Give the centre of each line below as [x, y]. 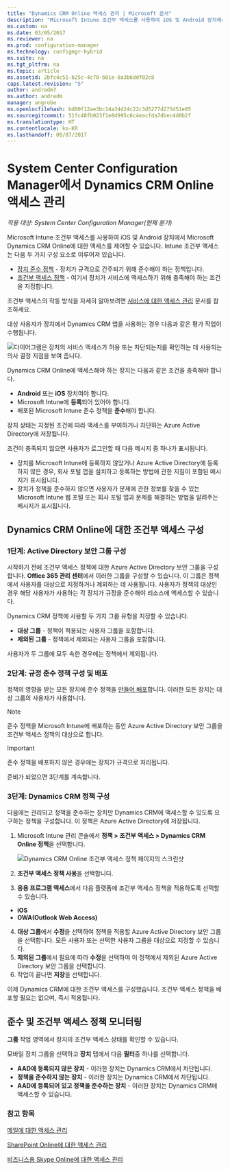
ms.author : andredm [35, 97]
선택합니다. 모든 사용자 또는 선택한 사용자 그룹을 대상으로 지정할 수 [113, 940]
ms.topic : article [33, 71]
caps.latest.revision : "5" [46, 84]
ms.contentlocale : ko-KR [42, 128]
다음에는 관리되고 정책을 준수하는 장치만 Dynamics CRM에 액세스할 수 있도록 [110, 812]
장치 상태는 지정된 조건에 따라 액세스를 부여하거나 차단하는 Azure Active [104, 425]
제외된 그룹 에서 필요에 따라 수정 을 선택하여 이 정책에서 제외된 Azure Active [117, 957]
